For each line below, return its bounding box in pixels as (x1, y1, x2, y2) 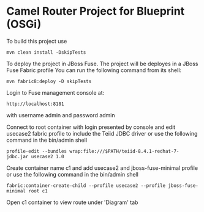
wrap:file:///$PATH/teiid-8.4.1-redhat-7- (69, 148, 179, 154)
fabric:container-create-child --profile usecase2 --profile (6, 182, 166, 189)
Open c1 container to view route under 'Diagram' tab (6, 199, 138, 206)
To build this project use (6, 37, 67, 45)
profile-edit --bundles (6, 148, 67, 154)
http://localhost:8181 (6, 101, 64, 107)
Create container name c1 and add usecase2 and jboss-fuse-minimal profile (6, 164, 198, 172)
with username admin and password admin (6, 111, 115, 119)
